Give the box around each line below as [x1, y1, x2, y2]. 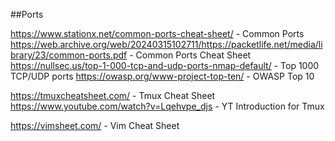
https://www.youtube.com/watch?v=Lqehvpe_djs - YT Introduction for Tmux [10, 100, 325, 112]
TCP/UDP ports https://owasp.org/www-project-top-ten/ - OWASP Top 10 [10, 70, 315, 82]
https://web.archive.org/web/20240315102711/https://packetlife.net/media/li [10, 39, 323, 50]
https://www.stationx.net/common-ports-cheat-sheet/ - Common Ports [10, 28, 305, 39]
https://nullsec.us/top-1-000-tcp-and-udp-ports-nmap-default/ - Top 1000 [10, 60, 320, 71]
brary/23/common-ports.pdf [10, 49, 128, 61]
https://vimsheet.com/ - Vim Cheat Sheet [10, 120, 180, 131]
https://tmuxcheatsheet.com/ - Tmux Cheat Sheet [10, 90, 216, 101]
